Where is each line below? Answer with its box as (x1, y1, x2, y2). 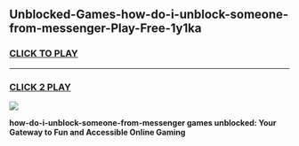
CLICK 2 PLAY (9, 81, 71, 93)
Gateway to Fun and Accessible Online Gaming (9, 127, 186, 137)
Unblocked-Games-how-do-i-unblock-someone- (9, 7, 289, 22)
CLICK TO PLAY (9, 48, 78, 60)
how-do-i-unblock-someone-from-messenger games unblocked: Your (9, 117, 278, 127)
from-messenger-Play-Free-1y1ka (9, 21, 202, 36)
